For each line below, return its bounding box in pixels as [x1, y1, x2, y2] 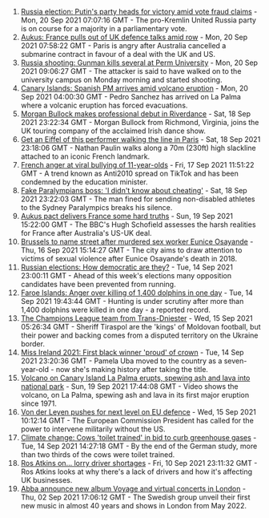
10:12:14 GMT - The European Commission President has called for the [20, 416, 255, 425]
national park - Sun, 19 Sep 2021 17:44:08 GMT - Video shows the [20, 382, 239, 391]
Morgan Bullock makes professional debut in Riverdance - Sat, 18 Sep [20, 109, 251, 119]
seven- [223, 356, 247, 366]
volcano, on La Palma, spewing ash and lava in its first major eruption [20, 391, 250, 399]
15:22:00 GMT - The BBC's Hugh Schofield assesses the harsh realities [20, 220, 256, 229]
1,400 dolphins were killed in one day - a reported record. [20, 305, 211, 314]
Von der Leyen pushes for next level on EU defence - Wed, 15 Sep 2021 [20, 407, 257, 416]
